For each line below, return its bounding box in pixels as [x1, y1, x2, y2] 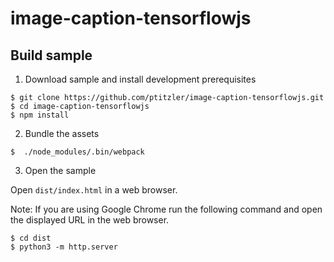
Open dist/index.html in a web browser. [10, 184, 178, 196]
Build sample [10, 47, 93, 64]
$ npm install [10, 110, 70, 120]
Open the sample [24, 165, 97, 176]
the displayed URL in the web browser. [10, 214, 170, 226]
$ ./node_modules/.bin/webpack [10, 147, 145, 157]
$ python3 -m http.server [10, 242, 118, 252]
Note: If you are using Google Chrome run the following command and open [10, 203, 323, 215]
